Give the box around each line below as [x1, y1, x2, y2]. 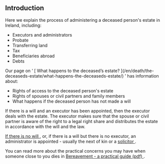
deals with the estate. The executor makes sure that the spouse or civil [5, 113, 149, 119]
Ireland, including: [5, 22, 42, 28]
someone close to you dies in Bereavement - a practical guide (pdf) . [5, 153, 145, 159]
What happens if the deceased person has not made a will [12, 98, 131, 104]
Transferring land [12, 42, 48, 48]
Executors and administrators [12, 32, 73, 38]
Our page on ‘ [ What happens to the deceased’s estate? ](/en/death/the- [5, 68, 154, 74]
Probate [12, 37, 29, 43]
